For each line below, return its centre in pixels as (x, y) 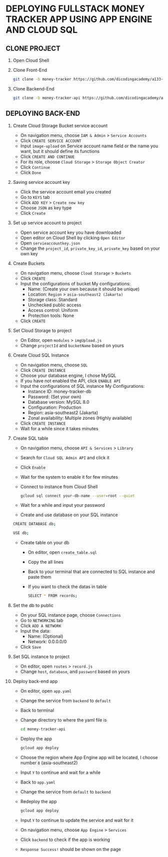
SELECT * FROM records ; (52, 596)
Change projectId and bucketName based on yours (72, 345)
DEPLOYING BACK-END (43, 114)
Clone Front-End (30, 70)
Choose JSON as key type (46, 207)
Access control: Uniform (53, 310)
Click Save (31, 647)
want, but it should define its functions (60, 151)
